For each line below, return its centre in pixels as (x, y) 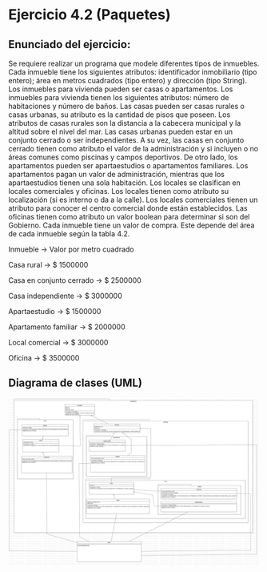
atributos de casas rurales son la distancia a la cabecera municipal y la (125, 123)
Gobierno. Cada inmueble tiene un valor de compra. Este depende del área (132, 225)
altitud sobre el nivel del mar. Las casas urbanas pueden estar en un (121, 131)
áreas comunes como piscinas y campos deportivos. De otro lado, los (123, 157)
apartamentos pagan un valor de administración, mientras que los (117, 174)
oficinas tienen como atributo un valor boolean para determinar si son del (129, 217)
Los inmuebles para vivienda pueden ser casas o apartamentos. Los (121, 89)
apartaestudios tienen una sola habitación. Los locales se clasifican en (125, 183)
